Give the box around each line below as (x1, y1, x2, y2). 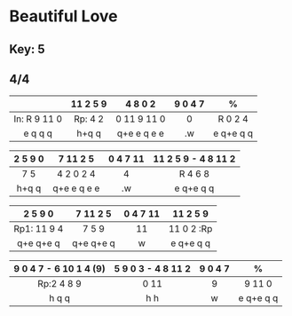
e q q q (23, 127, 53, 139)
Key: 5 (9, 42, 46, 57)
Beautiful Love (9, 6, 118, 27)
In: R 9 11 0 (13, 113, 63, 125)
